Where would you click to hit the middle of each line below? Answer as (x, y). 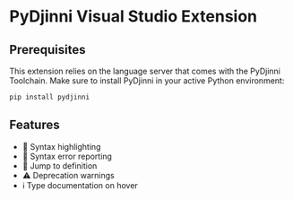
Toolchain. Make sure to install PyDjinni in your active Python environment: (147, 81)
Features (34, 125)
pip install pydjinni (50, 97)
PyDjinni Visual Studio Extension (134, 17)
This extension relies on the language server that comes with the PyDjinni (145, 71)
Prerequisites (47, 50)
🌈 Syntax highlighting (61, 146)
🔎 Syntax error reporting (67, 156)
